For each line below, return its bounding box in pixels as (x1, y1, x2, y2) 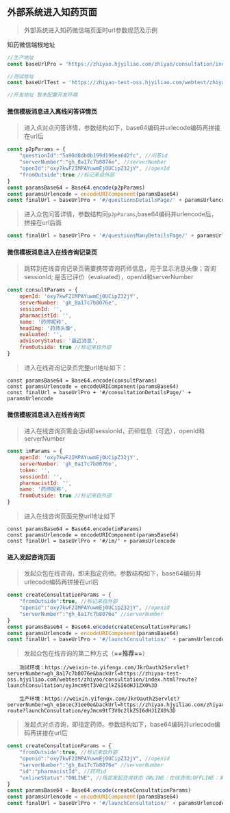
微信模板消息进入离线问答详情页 (7, 107, 97, 115)
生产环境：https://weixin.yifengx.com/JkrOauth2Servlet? (19, 695, 180, 703)
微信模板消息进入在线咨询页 (7, 410, 86, 419)
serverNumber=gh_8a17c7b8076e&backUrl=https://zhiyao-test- (7, 670, 183, 677)
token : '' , (19, 467, 51, 474)
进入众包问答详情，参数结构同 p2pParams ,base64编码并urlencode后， (23, 210, 218, 218)
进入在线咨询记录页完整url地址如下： (23, 363, 128, 372)
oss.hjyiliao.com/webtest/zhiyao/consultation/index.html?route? (7, 676, 197, 683)
